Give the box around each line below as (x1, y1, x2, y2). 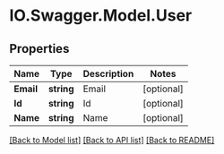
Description (82, 68, 134, 80)
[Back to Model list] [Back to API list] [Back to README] (9, 135, 215, 145)
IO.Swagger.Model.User (9, 5, 193, 26)
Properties (9, 41, 70, 56)
